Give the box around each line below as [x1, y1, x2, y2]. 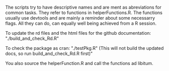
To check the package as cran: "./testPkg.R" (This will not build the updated [5, 45, 164, 51]
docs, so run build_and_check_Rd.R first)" [5, 50, 93, 56]
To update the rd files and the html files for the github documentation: [5, 30, 151, 36]
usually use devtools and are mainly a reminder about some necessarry [5, 15, 155, 21]
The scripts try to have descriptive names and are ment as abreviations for [5, 5, 162, 10]
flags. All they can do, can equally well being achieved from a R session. [5, 20, 157, 26]
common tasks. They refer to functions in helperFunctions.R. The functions [5, 10, 163, 16]
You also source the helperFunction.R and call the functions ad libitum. [5, 60, 154, 66]
